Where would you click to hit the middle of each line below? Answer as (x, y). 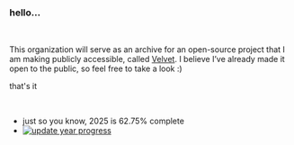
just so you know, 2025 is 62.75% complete (103, 121)
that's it (23, 86)
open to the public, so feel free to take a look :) (96, 68)
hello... (25, 13)
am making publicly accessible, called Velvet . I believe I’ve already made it (147, 59)
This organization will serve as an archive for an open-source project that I (147, 50)
